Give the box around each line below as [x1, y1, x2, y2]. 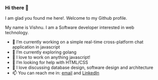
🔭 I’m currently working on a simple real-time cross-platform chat [12, 39, 144, 45]
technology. [5, 30, 29, 36]
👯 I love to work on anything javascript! [12, 54, 91, 60]
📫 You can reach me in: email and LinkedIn [12, 70, 99, 76]
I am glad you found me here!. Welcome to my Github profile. [5, 15, 128, 21]
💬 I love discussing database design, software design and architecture [12, 65, 154, 70]
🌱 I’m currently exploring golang [12, 49, 77, 55]
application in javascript [12, 44, 60, 50]
